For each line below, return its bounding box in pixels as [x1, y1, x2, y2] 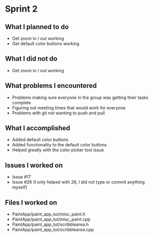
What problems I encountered [5, 81, 97, 90]
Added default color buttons [12, 137, 69, 142]
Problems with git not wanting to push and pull [12, 110, 105, 116]
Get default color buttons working [12, 41, 80, 47]
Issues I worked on [5, 161, 63, 169]
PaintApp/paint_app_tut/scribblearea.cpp [12, 227, 94, 233]
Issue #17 [12, 174, 31, 180]
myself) [12, 184, 28, 190]
